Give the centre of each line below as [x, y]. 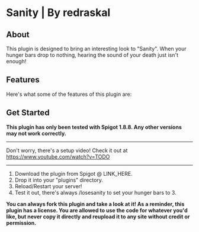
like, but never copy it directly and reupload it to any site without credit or [98, 217]
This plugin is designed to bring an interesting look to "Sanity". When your [96, 49]
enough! [16, 61]
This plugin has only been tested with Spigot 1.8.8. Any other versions [94, 127]
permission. [21, 223]
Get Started [28, 113]
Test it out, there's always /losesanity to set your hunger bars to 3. [95, 192]
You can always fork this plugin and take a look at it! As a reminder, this [95, 204]
